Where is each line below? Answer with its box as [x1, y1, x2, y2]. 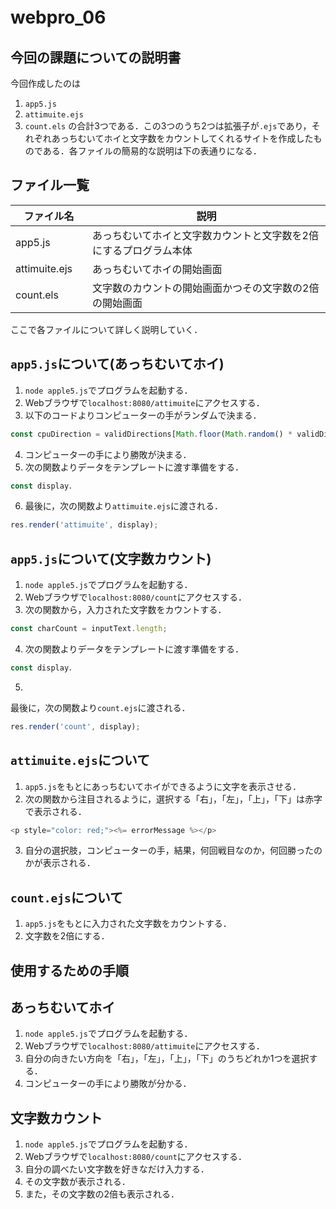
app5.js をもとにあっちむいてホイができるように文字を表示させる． [24, 780, 302, 792]
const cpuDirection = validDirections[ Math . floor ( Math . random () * [10, 429, 293, 439]
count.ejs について [10, 889, 124, 906]
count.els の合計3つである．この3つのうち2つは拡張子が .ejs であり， [24, 120, 312, 132]
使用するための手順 [10, 962, 129, 979]
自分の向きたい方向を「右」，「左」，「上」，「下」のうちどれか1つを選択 [24, 1053, 310, 1065]
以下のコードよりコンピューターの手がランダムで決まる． [24, 409, 262, 421]
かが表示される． [24, 857, 96, 869]
